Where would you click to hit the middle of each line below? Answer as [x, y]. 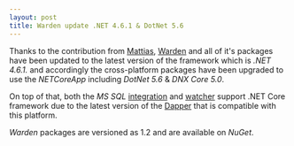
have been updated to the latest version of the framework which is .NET [140, 60]
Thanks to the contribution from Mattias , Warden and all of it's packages [141, 50]
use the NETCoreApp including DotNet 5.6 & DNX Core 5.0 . [117, 79]
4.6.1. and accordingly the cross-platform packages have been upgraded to [147, 69]
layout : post [33, 17]
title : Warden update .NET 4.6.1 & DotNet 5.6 [97, 26]
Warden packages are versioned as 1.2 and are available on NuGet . [132, 132]
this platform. [33, 115]
